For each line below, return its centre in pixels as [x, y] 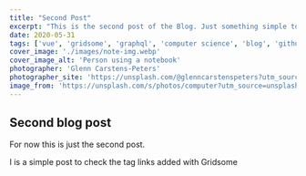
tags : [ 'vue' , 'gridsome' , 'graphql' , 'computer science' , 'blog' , [140, 43]
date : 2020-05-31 [42, 35]
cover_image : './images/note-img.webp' [85, 52]
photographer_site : [46, 78]
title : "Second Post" [51, 18]
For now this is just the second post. [77, 145]
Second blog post [61, 123]
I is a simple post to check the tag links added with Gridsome [124, 162]
